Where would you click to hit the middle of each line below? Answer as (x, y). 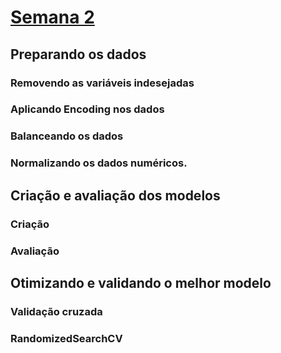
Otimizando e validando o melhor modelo (141, 282)
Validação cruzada (56, 311)
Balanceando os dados (67, 136)
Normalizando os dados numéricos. (99, 163)
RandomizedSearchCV (66, 338)
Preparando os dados (78, 54)
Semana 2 (52, 17)
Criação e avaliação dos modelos (115, 195)
